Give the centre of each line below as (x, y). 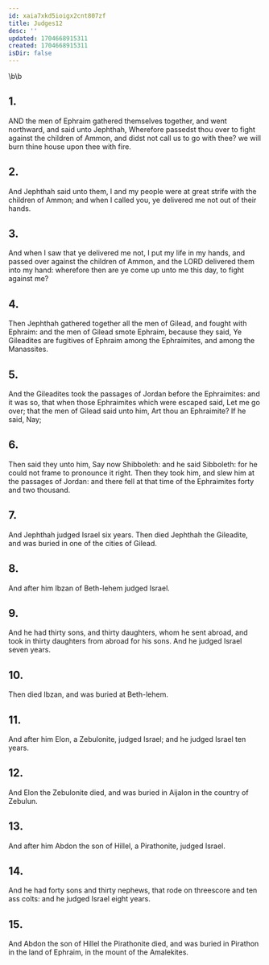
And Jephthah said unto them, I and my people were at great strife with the (132, 191)
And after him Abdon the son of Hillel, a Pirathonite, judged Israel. (117, 846)
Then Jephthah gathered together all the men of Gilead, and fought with (128, 324)
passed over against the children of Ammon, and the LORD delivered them (132, 262)
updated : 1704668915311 (48, 38)
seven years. (29, 650)
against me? (29, 279)
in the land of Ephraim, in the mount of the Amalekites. (99, 952)
